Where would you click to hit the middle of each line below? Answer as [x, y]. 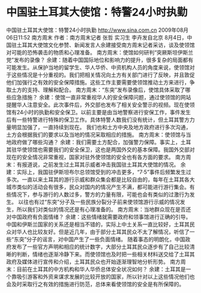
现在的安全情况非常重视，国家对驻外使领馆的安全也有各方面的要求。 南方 [96, 157]
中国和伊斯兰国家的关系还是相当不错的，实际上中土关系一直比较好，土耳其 [98, 224]
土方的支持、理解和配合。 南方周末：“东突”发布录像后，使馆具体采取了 [98, 90]
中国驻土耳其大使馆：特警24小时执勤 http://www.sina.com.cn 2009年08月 [98, 30]
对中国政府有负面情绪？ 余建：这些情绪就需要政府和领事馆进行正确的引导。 [99, 216]
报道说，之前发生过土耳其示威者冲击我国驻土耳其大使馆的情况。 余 [104, 164]
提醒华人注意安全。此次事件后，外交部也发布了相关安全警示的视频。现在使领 [100, 105]
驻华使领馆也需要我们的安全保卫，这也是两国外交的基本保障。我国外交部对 [103, 149]
